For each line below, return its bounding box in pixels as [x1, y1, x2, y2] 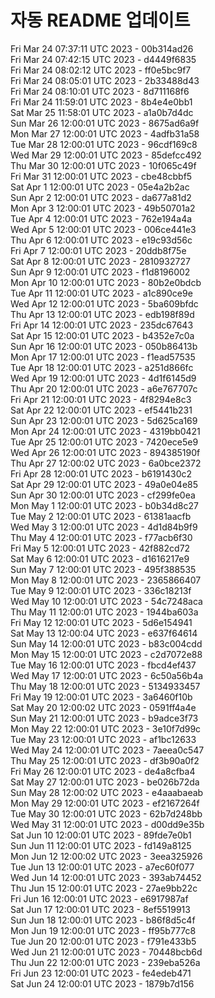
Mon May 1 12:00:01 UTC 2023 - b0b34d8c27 [10, 499, 199, 511]
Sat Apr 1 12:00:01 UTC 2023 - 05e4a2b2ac [10, 181, 190, 193]
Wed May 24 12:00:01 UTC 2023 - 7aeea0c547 [10, 744, 205, 756]
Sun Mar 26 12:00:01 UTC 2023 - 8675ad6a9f [10, 117, 200, 129]
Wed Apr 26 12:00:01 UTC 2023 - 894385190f [10, 446, 201, 458]
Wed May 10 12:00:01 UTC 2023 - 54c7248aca [10, 595, 203, 607]
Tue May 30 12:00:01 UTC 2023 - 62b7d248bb [10, 807, 203, 820]
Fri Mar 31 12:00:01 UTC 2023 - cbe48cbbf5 [10, 170, 193, 182]
